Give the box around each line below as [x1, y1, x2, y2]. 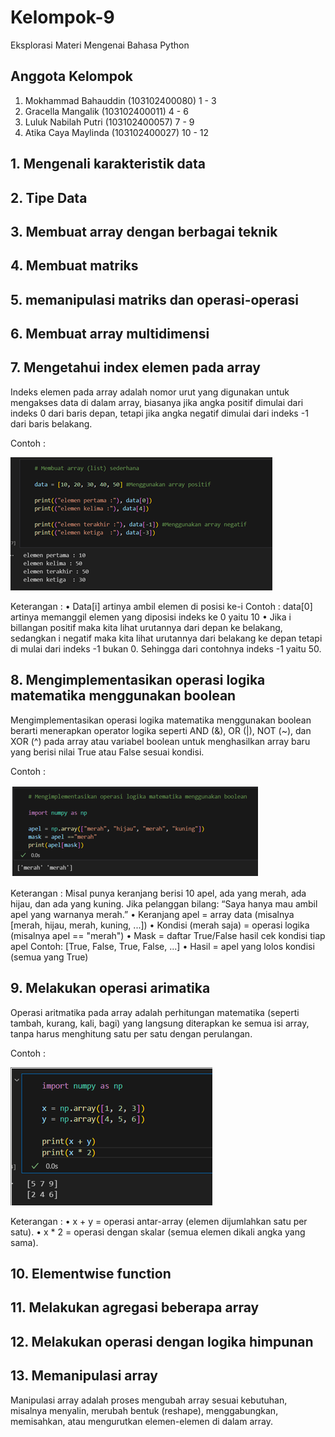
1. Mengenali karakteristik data [10, 156, 206, 173]
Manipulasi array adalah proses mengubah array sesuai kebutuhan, [10, 1394, 288, 1406]
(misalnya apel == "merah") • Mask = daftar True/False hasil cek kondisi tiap [10, 929, 326, 941]
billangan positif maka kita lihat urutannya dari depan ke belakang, [10, 621, 283, 633]
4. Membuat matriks [10, 257, 139, 275]
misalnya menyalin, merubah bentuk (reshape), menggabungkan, [10, 1404, 279, 1416]
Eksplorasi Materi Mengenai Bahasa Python [10, 39, 190, 51]
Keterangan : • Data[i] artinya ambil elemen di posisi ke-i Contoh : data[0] [10, 600, 313, 612]
